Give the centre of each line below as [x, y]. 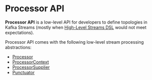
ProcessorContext [30, 62]
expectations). [20, 32]
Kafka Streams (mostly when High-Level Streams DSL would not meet [76, 27]
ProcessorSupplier [31, 67]
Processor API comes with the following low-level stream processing [75, 42]
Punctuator [24, 72]
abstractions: [18, 47]
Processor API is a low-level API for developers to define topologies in [76, 22]
